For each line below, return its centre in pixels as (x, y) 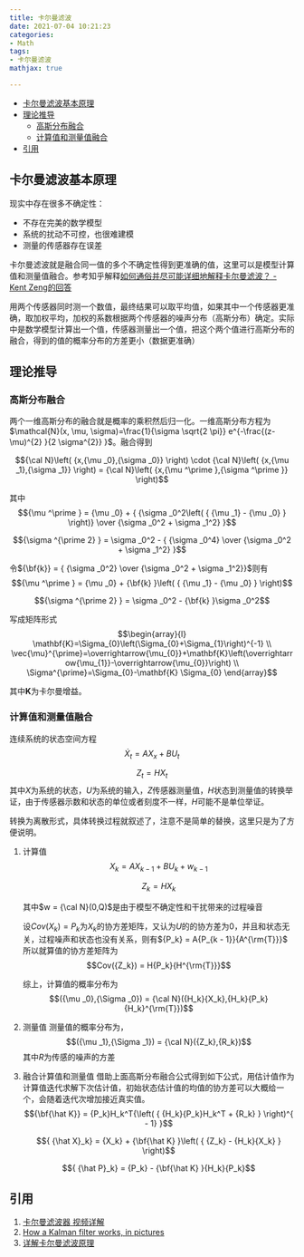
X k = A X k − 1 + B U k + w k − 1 (159, 868)
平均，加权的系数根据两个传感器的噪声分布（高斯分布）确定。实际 (171, 317)
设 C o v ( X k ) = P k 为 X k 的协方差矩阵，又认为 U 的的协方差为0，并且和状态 (152, 927)
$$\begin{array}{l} (152, 634)
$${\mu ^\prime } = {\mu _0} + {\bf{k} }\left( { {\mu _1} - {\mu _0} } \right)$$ (152, 583)
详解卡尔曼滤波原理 (58, 1243)
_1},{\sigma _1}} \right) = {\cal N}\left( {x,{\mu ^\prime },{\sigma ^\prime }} (152, 470)
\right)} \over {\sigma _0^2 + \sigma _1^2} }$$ (152, 523)
